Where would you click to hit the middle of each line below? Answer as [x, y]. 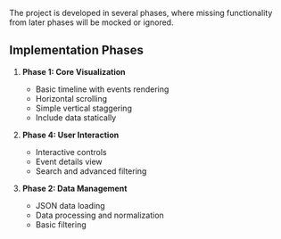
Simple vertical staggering [83, 108]
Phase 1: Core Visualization [74, 71]
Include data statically [76, 117]
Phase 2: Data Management [74, 188]
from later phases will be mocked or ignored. [91, 22]
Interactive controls [71, 152]
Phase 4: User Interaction [70, 135]
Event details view [69, 161]
